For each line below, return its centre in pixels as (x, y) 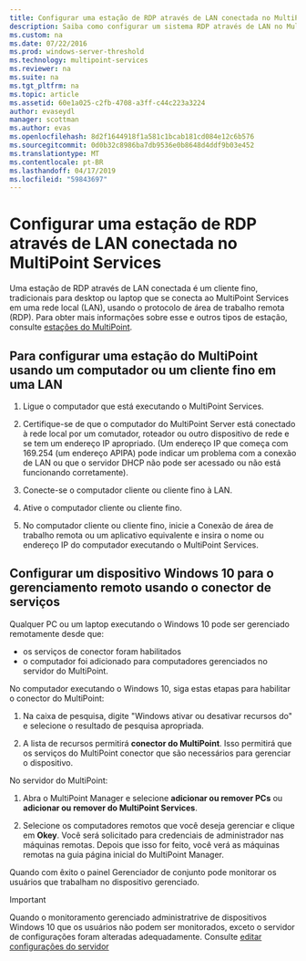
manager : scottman (44, 120)
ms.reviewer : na (40, 69)
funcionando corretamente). (76, 472)
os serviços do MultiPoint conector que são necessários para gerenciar (157, 753)
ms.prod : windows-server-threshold (77, 52)
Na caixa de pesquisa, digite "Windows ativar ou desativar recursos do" (158, 716)
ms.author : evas (40, 129)
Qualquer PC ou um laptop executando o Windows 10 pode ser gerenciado (149, 624)
